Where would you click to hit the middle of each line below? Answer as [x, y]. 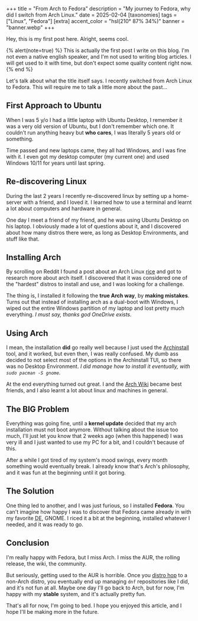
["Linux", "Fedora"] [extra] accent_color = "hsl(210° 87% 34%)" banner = [95, 21]
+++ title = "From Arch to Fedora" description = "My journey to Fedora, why [98, 9]
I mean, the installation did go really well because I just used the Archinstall [98, 348]
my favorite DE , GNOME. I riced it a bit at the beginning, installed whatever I [98, 518]
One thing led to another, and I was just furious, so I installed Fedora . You [95, 505]
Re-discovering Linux [46, 182]
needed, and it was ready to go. [45, 524]
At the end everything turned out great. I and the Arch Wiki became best [94, 384]
